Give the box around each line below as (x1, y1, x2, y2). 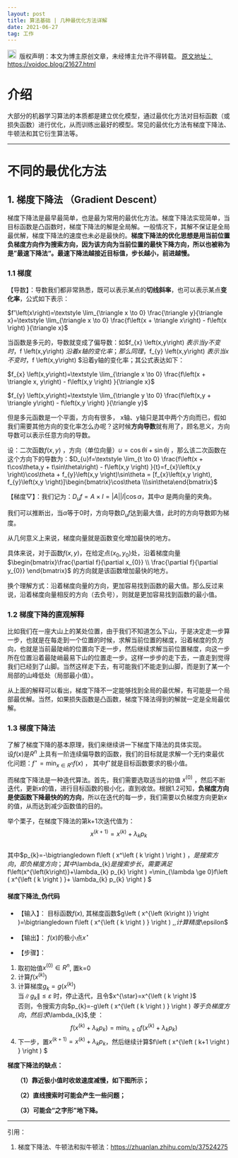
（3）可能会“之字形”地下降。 (20, 1106, 102, 1115)
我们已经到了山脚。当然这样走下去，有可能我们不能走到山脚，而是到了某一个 (7, 662, 230, 671)
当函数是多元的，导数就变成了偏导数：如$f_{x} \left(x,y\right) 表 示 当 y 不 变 (7, 338, 221, 347)
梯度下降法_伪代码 (7, 892, 60, 901)
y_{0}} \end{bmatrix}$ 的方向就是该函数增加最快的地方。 (7, 566, 172, 574)
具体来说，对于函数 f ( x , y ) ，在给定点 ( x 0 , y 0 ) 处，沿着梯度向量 (7, 549, 182, 559)
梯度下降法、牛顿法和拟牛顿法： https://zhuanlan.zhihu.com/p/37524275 (17, 1142, 228, 1152)
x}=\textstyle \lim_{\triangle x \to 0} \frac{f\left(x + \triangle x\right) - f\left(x (7, 316, 227, 325)
